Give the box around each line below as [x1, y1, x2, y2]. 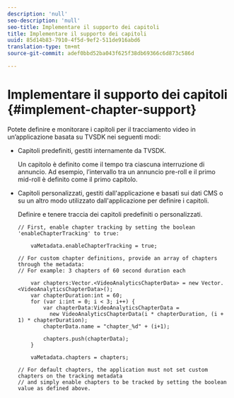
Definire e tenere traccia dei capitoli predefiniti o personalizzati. [17, 210, 203, 218]
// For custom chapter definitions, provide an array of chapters [17, 254, 218, 262]
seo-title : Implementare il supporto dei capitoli [7, 23, 160, 30]
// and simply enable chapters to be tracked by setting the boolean [17, 378, 228, 386]
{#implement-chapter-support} [7, 102, 197, 118]
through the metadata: [17, 261, 85, 268]
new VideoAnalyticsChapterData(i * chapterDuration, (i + [49, 310, 224, 317]
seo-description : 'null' [7, 17, 81, 24]
